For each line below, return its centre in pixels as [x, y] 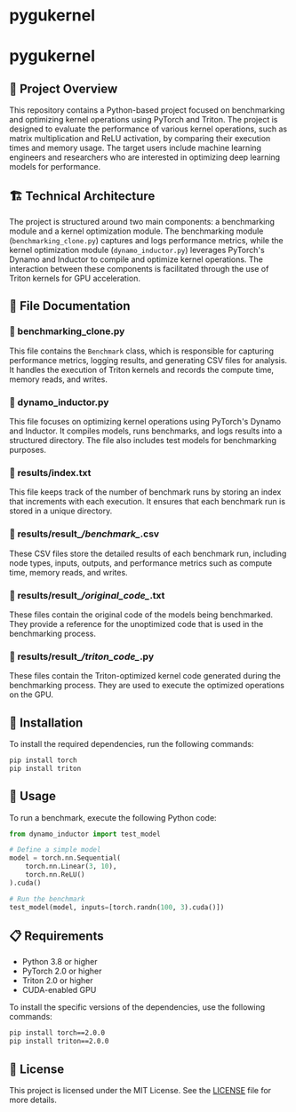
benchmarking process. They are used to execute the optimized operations [147, 686]
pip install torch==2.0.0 [57, 1033]
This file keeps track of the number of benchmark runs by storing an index [145, 492]
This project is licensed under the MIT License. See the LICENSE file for [140, 1090]
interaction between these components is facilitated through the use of [139, 269]
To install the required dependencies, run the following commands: [132, 743]
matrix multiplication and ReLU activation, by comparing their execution [140, 139]
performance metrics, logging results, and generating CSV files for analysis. [148, 360]
